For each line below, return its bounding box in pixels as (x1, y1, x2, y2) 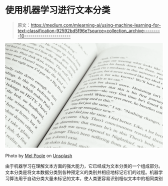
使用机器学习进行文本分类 (5, 4, 111, 16)
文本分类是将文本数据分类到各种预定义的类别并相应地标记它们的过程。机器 (5, 169, 158, 175)
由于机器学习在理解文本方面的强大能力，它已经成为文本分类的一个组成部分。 (5, 163, 163, 169)
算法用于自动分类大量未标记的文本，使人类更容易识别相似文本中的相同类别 (9, 175, 163, 181)
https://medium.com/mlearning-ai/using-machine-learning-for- (30, 22, 161, 28)
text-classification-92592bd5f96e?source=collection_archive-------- (17, 27, 160, 33)
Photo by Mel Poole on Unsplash (5, 152, 72, 158)
